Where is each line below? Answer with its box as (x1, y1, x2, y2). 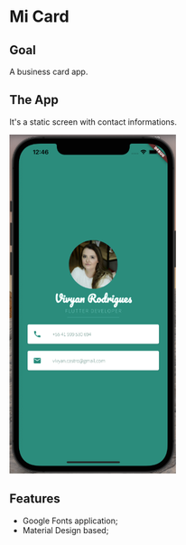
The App (9, 92, 59, 108)
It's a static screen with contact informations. (9, 116, 178, 127)
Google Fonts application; (22, 515, 118, 526)
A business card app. (9, 66, 88, 77)
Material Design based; (22, 524, 109, 535)
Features (9, 491, 60, 507)
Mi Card (9, 6, 70, 27)
